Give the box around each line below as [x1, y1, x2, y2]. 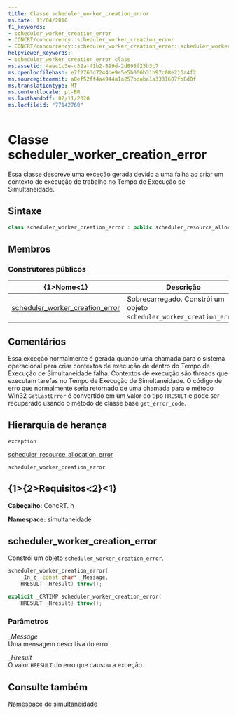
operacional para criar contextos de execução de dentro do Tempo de [8, 362, 211, 370]
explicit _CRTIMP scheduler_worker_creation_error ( [8, 594, 162, 601]
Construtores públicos [8, 264, 86, 274]
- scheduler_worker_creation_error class [8, 56, 131, 63]
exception [8, 438, 37, 445]
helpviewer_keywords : [8, 50, 71, 57]
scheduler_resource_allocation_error [8, 450, 113, 458]
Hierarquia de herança [8, 419, 108, 432]
